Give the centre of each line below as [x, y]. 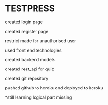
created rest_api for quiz [29, 69]
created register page [27, 31]
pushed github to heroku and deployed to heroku [54, 87]
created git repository [27, 78]
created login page [24, 22]
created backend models [30, 59]
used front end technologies [33, 50]
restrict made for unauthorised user [41, 41]
